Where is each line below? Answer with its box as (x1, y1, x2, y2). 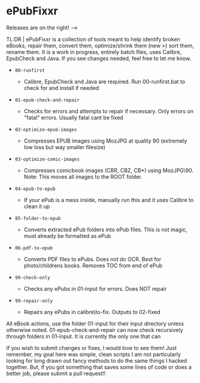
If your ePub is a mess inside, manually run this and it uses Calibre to (23, 196, 194, 203)
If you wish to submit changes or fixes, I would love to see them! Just (6, 344, 177, 351)
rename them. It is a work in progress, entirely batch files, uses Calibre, (6, 48, 182, 55)
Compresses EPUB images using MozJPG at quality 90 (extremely (23, 137, 187, 144)
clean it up (23, 203, 50, 210)
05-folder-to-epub (14, 215, 61, 221)
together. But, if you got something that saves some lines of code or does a (6, 363, 192, 370)
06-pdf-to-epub (14, 245, 53, 251)
